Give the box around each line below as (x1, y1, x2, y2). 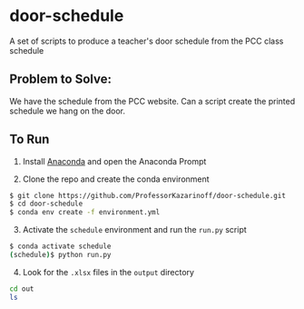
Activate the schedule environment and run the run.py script (22, 224, 247, 235)
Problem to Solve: (9, 72, 112, 87)
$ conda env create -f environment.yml (9, 208, 161, 217)
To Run (9, 132, 50, 147)
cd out (9, 284, 34, 294)
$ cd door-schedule (9, 199, 83, 209)
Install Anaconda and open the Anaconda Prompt (22, 155, 207, 166)
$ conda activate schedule (9, 242, 112, 251)
